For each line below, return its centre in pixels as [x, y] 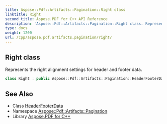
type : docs [16, 28]
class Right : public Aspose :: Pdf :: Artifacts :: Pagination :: [69, 78]
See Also [19, 94]
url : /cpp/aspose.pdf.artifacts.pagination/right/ [59, 38]
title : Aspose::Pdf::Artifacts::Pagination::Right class [65, 10]
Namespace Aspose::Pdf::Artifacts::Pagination [60, 111]
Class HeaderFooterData [38, 106]
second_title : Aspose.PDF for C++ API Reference [56, 19]
